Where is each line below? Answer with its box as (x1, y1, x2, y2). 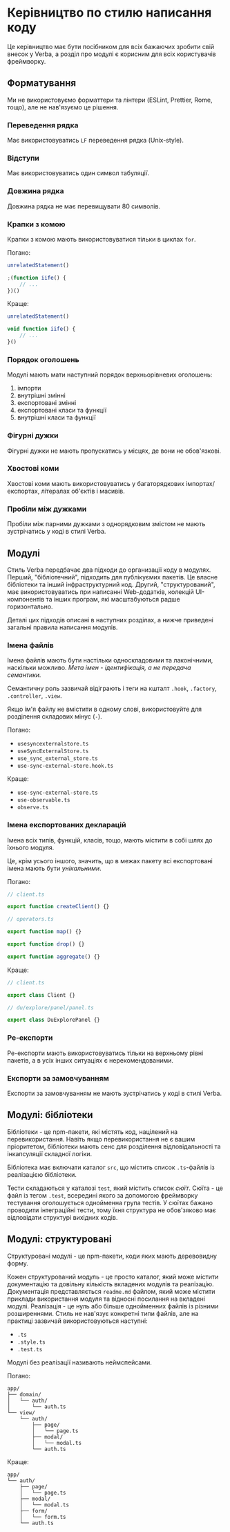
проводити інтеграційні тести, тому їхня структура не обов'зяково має (7, 1206, 216, 1214)
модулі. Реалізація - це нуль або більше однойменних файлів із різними (7, 1301, 219, 1310)
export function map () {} (7, 928, 82, 935)
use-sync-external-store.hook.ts (17, 763, 114, 770)
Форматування (7, 78, 77, 89)
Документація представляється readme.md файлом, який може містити (7, 1287, 215, 1295)
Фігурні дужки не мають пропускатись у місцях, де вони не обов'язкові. (7, 447, 222, 455)
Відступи (7, 153, 40, 163)
